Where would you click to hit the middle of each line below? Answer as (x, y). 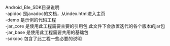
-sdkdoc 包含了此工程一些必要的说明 (44, 38)
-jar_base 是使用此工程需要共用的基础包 (47, 32)
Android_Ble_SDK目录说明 (32, 7)
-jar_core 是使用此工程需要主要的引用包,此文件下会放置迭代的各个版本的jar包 (85, 26)
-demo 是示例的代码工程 (31, 20)
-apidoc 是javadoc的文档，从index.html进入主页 (55, 13)
